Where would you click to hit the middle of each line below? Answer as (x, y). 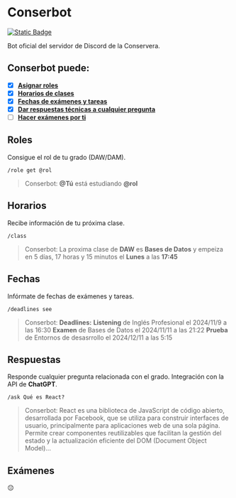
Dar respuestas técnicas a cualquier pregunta (86, 109)
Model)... (38, 448)
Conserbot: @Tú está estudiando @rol (81, 183)
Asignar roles (38, 85)
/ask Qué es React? (36, 397)
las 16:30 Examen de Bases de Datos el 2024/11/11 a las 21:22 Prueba (126, 330)
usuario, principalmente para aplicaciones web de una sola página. (122, 426)
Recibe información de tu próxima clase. (66, 223)
